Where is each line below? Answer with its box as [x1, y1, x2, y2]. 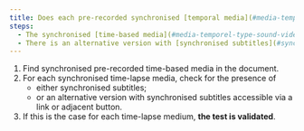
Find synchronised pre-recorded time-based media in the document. [22, 63, 280, 74]
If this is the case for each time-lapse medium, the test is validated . [22, 111, 276, 122]
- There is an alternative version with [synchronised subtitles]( [17, 38, 278, 48]
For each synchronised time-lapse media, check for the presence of [22, 73, 277, 84]
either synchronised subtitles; [35, 82, 147, 93]
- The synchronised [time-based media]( [17, 30, 172, 39]
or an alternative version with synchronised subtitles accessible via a [35, 92, 293, 103]
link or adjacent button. [35, 101, 123, 113]
